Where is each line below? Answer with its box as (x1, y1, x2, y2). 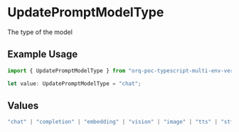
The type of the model (7, 28, 73, 36)
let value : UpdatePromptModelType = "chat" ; (7, 79, 142, 87)
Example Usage (7, 48, 78, 60)
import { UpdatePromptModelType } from (7, 67, 126, 75)
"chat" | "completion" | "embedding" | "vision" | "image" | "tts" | (7, 119, 218, 126)
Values (7, 99, 39, 111)
